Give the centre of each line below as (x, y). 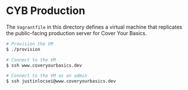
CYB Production (46, 11)
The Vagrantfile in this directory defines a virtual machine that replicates (94, 27)
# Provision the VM (30, 44)
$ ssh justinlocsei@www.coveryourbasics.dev (61, 81)
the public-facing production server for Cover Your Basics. (76, 33)
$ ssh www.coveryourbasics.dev (44, 65)
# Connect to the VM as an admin (47, 76)
